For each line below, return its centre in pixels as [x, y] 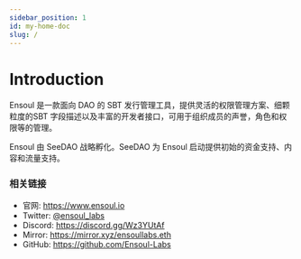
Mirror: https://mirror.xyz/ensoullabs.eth [96, 235]
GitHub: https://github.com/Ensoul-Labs [96, 244]
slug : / [24, 34]
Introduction [57, 79]
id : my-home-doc [40, 26]
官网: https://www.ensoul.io [73, 205]
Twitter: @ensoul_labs [64, 215]
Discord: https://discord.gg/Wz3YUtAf [93, 225]
